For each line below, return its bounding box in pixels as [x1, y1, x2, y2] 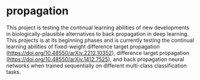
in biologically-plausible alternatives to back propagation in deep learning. [6, 30, 189, 37]
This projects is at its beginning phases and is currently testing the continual [6, 36, 195, 44]
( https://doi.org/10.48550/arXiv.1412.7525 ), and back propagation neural [6, 56, 184, 63]
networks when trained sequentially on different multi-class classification [6, 61, 187, 69]
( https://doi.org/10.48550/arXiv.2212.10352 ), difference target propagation [6, 49, 190, 56]
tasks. [6, 68, 22, 75]
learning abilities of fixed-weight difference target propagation [6, 43, 160, 50]
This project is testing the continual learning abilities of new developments [6, 24, 190, 31]
